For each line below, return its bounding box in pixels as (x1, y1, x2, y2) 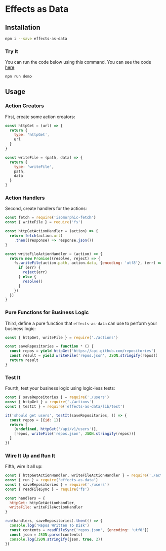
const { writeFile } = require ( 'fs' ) (5, 220, 83, 225)
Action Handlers (5, 194, 45, 201)
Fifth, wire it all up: (5, 464, 43, 469)
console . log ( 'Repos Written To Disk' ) (9, 523, 90, 528)
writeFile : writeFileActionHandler (9, 505, 83, 510)
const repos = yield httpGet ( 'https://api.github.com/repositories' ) (9, 348, 156, 354)
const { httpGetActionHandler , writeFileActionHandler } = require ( (5, 473, 149, 478)
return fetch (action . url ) (9, 233, 63, 238)
